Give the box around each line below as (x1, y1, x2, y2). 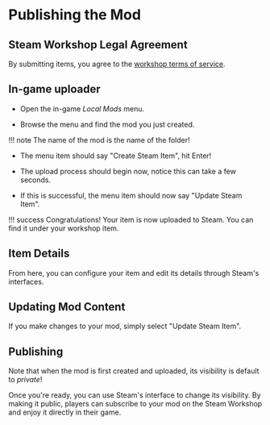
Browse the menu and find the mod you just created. (19, 119, 195, 129)
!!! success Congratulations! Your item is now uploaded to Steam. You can (8, 215, 254, 224)
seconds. (19, 175, 52, 185)
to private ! (8, 375, 43, 385)
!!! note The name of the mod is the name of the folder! (8, 135, 191, 144)
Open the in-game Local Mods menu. (19, 103, 145, 114)
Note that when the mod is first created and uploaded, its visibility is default (8, 366, 260, 376)
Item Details (8, 247, 70, 260)
